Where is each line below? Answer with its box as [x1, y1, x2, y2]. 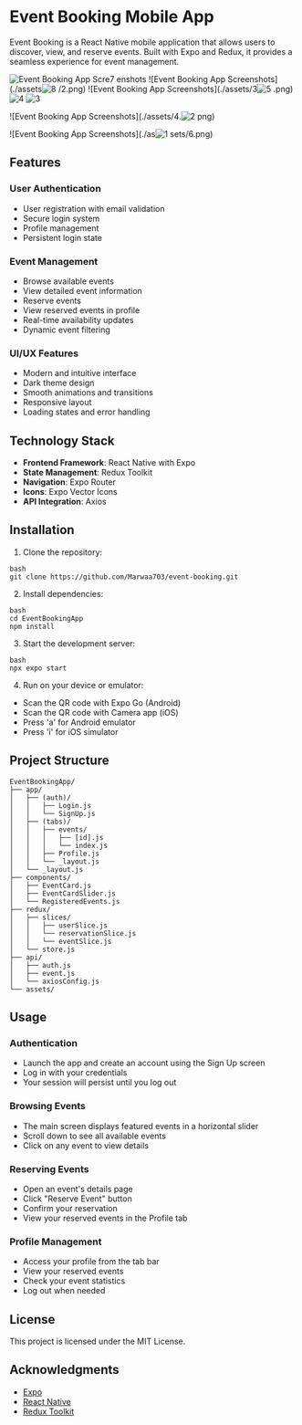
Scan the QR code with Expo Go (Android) [22, 697, 182, 708]
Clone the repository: [22, 546, 103, 558]
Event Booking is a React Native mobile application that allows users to [9, 37, 276, 47]
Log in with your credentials [22, 1067, 128, 1078]
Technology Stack [9, 433, 115, 448]
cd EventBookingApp [9, 613, 84, 623]
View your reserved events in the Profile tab [22, 1212, 188, 1223]
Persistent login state [22, 232, 103, 243]
